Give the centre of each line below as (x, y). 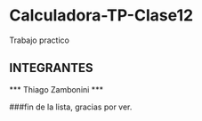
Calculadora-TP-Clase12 (101, 16)
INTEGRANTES (51, 68)
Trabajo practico (39, 40)
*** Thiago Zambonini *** (57, 89)
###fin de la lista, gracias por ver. (71, 107)
